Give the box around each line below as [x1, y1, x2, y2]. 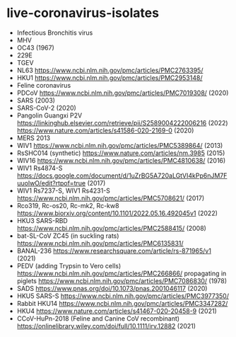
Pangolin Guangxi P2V [16, 111, 83, 120]
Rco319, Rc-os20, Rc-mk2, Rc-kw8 [16, 201, 119, 210]
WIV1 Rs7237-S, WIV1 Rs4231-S [16, 186, 111, 195]
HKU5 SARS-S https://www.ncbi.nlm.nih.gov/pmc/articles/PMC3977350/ [16, 292, 229, 300]
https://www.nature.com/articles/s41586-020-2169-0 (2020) [16, 126, 194, 135]
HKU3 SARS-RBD [16, 216, 68, 224]
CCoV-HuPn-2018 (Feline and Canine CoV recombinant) [16, 314, 180, 323]
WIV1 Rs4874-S [16, 164, 63, 172]
